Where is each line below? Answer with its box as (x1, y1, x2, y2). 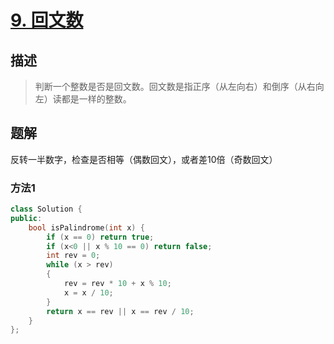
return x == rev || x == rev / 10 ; (46, 306, 195, 316)
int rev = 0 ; (46, 251, 101, 261)
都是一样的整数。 (61, 93, 132, 105)
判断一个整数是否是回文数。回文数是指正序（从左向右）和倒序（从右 (34, 81, 316, 92)
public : (10, 213, 43, 223)
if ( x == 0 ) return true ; (46, 232, 155, 242)
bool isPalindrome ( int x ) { (28, 222, 145, 233)
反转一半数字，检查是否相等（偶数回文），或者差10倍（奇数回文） (10, 153, 278, 165)
